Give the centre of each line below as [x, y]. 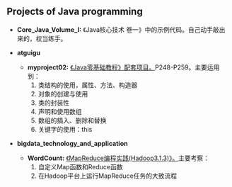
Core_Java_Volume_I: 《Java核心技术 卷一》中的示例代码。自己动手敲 [118, 29]
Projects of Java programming [75, 12]
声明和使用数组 [60, 111]
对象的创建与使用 [63, 93]
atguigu [28, 52]
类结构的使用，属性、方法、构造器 [88, 85]
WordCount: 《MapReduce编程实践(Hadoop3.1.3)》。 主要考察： [118, 158]
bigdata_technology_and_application [72, 143]
